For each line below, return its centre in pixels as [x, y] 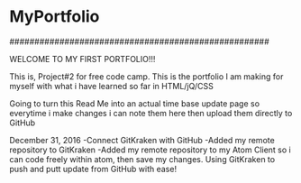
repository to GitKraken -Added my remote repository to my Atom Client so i [150, 150]
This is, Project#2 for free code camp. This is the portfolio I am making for [146, 76]
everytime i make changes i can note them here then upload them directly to [151, 113]
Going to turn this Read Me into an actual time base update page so [134, 103]
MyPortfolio [55, 17]
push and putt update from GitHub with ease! [93, 169]
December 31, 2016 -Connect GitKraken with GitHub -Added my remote [142, 140]
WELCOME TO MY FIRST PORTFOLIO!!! [82, 59]
